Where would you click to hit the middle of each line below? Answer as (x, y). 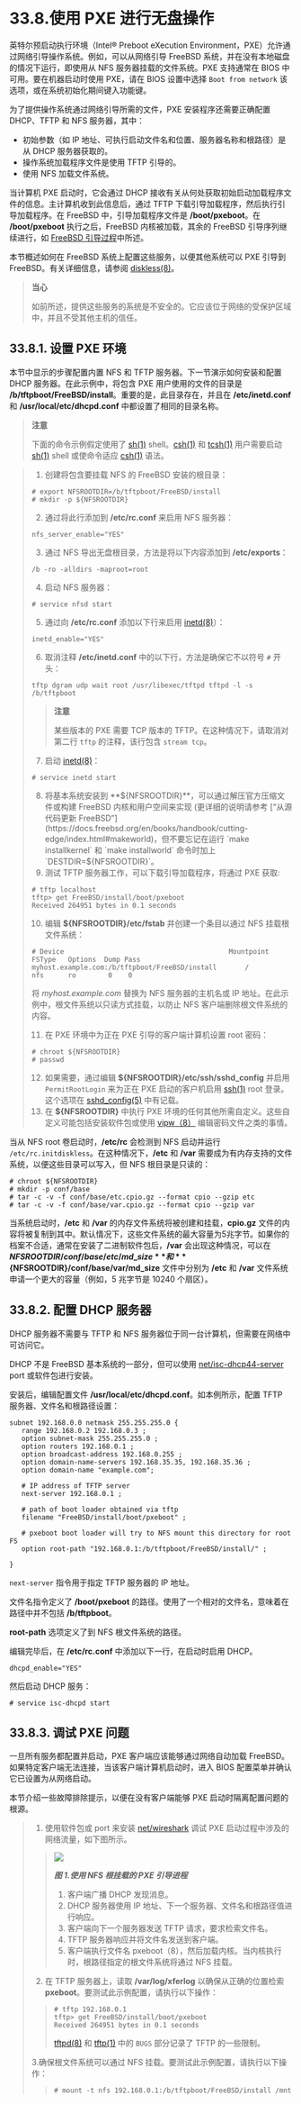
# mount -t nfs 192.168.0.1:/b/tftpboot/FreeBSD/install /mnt (173, 2090)
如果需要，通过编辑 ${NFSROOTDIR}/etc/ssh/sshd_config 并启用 (167, 1077)
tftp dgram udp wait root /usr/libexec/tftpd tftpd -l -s (142, 685)
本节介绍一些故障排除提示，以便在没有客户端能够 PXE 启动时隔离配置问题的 (149, 1798)
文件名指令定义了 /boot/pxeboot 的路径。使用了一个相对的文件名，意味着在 (149, 1601)
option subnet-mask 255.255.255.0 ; (90, 1438)
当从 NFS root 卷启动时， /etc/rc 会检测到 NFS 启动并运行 (115, 1141)
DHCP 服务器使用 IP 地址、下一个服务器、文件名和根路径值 (176, 1906)
